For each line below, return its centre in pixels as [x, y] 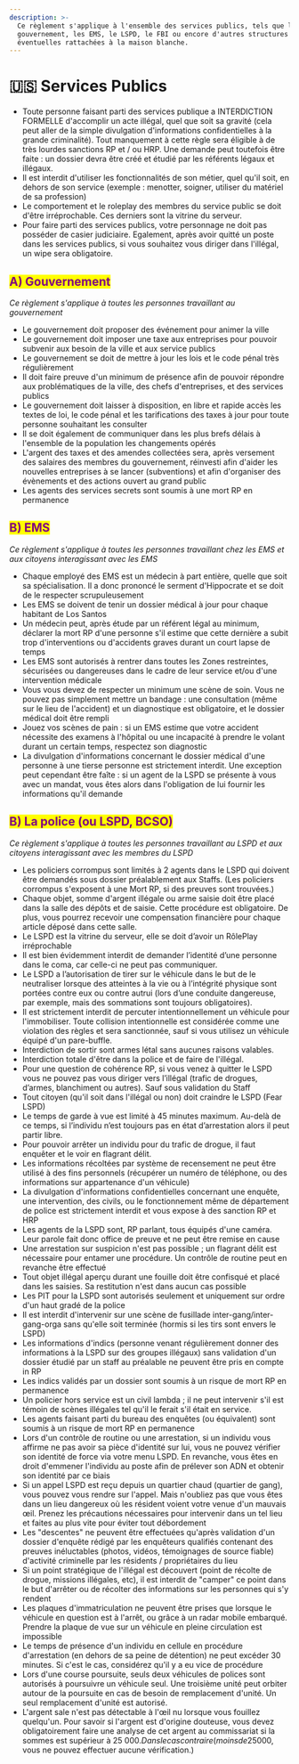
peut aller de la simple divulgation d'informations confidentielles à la [147, 131]
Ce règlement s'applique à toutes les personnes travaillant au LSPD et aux [146, 843]
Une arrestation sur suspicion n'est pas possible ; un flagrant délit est [149, 1248]
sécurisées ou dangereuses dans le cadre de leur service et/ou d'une [149, 671]
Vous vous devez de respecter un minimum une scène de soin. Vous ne [153, 689]
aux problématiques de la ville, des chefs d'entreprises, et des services [153, 386]
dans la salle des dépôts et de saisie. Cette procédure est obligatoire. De [155, 907]
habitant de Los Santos [64, 614]
